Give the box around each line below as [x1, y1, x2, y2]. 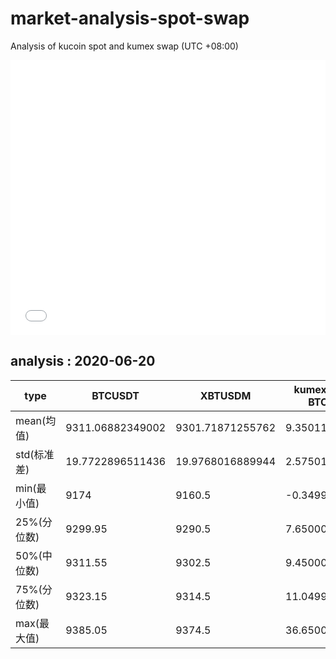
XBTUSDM [199, 388, 252, 402]
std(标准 [15, 447, 55, 461]
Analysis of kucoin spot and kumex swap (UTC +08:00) [10, 40, 239, 52]
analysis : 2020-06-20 [10, 353, 156, 370]
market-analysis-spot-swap [10, 7, 250, 30]
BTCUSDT [91, 388, 140, 402]
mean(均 [15, 413, 57, 427]
